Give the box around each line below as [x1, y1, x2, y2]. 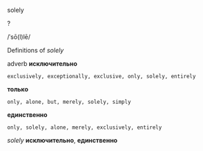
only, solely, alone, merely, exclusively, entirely [7, 124, 162, 131]
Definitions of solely [7, 46, 64, 54]
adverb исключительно [7, 60, 78, 68]
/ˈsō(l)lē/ [7, 33, 31, 41]
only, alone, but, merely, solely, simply [7, 98, 131, 105]
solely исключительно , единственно [7, 136, 118, 144]
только [7, 85, 29, 93]
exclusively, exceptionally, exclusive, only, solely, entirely [7, 73, 196, 80]
